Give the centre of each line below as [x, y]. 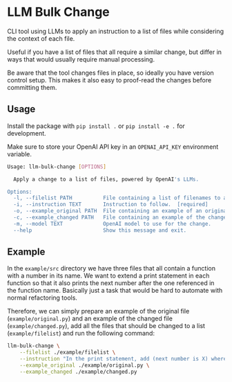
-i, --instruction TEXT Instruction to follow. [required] [111, 205]
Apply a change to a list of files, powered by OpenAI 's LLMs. [106, 179]
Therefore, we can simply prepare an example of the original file [98, 311]
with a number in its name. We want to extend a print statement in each [108, 276]
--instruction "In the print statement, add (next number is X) [114, 359]
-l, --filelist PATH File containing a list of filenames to [117, 198]
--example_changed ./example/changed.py [78, 372]
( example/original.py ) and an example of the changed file [90, 318]
